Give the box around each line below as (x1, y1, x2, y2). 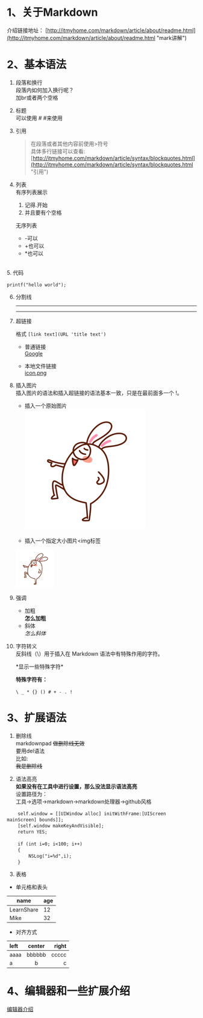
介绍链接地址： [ (7, 27, 48, 34)
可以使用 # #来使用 (15, 114, 63, 122)
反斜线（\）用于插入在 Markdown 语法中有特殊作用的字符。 (15, 650, 163, 657)
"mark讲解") (156, 34, 187, 41)
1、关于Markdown (7, 5, 98, 19)
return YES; (17, 829, 48, 835)
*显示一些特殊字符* (15, 663, 64, 670)
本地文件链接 (24, 362, 57, 370)
